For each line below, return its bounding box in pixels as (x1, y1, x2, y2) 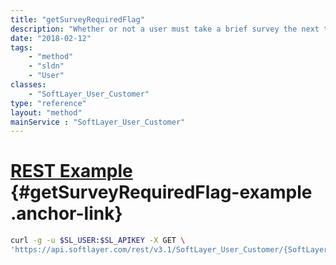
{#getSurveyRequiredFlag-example (10, 181, 313, 204)
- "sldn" (28, 61, 65, 71)
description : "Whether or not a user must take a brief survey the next (10, 24, 320, 34)
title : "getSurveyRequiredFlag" (10, 14, 145, 25)
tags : (10, 42, 33, 53)
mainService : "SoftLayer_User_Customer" (10, 117, 186, 127)
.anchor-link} (10, 202, 123, 225)
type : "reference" (10, 98, 87, 108)
